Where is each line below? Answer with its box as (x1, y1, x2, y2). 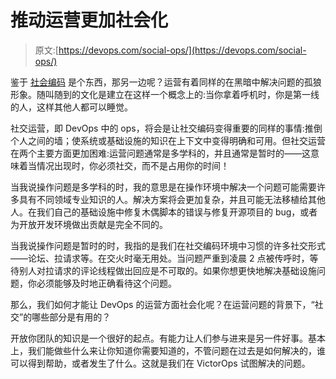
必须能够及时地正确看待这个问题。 (36, 277, 177, 289)
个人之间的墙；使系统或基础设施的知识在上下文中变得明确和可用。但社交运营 (10, 134, 326, 146)
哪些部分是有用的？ (31, 311, 112, 323)
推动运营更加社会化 (10, 9, 169, 32)
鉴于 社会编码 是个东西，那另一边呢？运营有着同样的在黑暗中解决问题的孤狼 (10, 76, 322, 88)
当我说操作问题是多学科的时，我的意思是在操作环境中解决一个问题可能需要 (10, 181, 317, 193)
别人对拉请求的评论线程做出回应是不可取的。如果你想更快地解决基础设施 (18, 264, 317, 276)
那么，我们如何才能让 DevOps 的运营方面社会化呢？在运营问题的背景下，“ (10, 298, 315, 310)
